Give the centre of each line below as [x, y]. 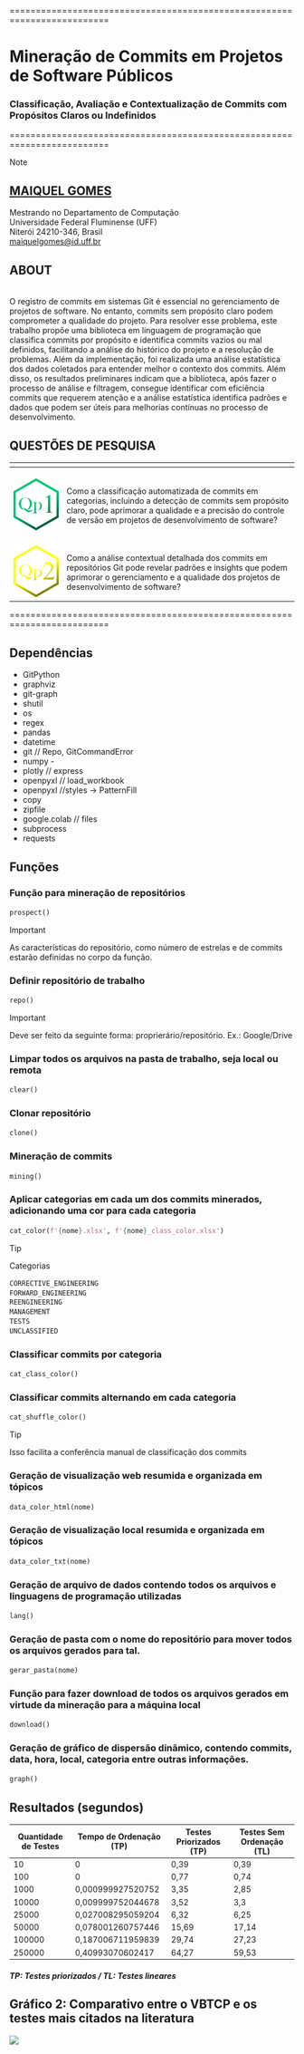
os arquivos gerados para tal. [75, 1650]
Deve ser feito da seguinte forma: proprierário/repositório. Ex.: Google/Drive [151, 1035]
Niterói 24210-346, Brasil [56, 232]
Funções [34, 867]
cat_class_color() [44, 1374]
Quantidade [40, 1837]
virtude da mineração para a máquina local [105, 1704]
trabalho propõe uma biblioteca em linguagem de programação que [135, 331]
